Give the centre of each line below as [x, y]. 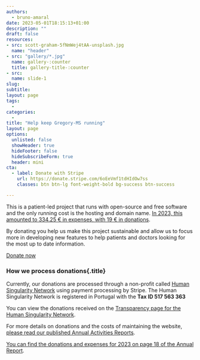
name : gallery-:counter [41, 62]
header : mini [28, 162]
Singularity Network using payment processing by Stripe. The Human [92, 291]
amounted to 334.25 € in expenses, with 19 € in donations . [78, 219]
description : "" [26, 28]
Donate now [21, 255]
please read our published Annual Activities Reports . [71, 332]
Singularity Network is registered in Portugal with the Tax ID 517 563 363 [96, 297]
